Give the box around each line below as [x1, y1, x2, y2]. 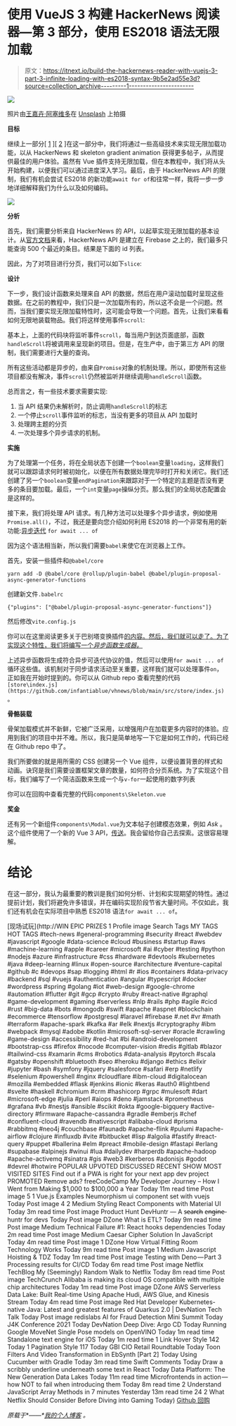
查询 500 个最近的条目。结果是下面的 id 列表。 [13, 244, 148, 252]
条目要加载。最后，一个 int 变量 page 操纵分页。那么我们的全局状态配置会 [19, 484, 227, 493]
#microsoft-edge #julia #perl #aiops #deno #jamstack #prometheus [7, 1094, 204, 1103]
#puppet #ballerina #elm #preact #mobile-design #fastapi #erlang [25, 1139, 218, 1148]
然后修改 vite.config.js [7, 617, 77, 625]
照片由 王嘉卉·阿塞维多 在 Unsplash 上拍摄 [7, 109, 126, 118]
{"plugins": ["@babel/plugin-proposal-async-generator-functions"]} [7, 603, 212, 610]
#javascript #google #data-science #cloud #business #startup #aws [7, 937, 206, 945]
